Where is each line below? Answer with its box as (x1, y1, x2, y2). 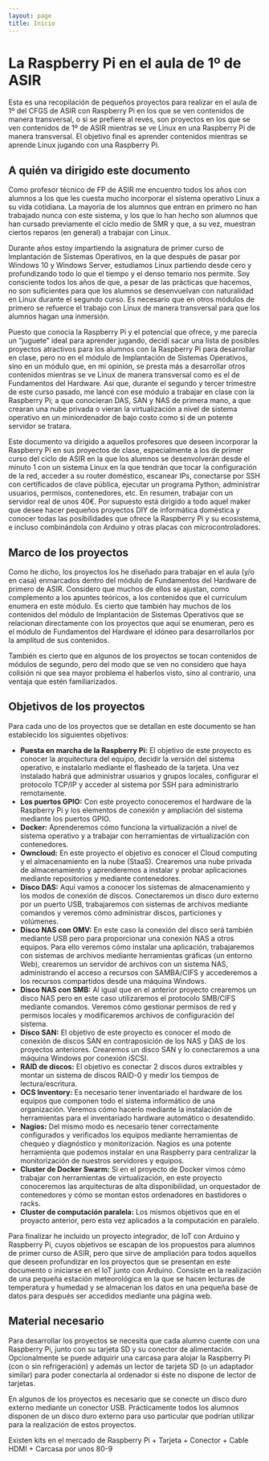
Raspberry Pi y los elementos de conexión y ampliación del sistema (19, 805, 243, 815)
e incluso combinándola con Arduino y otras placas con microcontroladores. (8, 522, 261, 532)
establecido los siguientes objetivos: (8, 730, 128, 739)
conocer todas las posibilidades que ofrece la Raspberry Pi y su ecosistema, (8, 514, 262, 524)
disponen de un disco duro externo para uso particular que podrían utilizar (8, 1411, 255, 1421)
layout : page (8, 11, 52, 20)
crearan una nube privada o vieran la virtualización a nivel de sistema (8, 404, 238, 414)
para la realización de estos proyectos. (8, 1419, 137, 1429)
